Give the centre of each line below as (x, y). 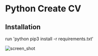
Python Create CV (43, 9)
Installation (23, 27)
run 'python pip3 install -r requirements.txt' (49, 39)
